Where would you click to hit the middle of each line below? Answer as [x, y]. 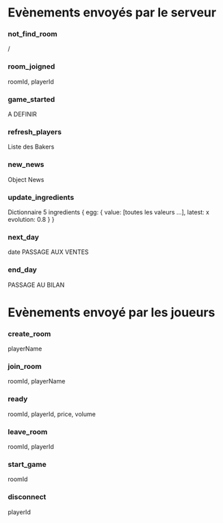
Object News [26, 179]
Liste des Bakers [31, 147]
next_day [24, 237]
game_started [31, 99]
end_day [22, 270]
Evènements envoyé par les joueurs [112, 312]
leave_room [28, 431]
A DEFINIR [22, 114]
